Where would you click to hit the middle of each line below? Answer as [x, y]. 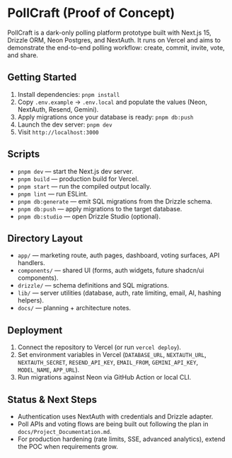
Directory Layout [45, 238]
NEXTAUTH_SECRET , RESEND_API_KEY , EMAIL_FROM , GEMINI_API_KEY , [108, 363]
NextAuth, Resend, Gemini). [58, 109]
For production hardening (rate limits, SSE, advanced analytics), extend [121, 439]
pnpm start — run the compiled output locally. [85, 186]
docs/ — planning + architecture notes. [74, 308]
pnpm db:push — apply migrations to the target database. [100, 209]
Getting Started [42, 77]
